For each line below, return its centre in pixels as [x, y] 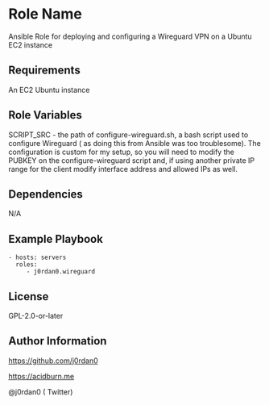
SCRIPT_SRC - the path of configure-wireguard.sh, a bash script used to [128, 135]
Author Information [58, 341]
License [29, 296]
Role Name [45, 14]
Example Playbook [56, 239]
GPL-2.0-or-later [36, 316]
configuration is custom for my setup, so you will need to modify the [122, 152]
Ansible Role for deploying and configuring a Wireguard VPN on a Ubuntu [130, 36]
